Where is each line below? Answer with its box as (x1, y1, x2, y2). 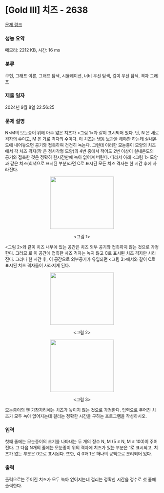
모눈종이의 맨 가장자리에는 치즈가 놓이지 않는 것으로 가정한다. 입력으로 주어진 (5, 407, 151, 413)
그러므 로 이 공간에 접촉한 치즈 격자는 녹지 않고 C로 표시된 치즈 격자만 (15, 250, 147, 256)
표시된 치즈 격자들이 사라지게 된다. (5, 263, 70, 269)
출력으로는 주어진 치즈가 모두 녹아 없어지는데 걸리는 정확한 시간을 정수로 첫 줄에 (5, 476, 156, 482)
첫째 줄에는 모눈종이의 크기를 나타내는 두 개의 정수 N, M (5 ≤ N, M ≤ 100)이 (5, 439, 149, 444)
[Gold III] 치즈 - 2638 (5, 4, 88, 16)
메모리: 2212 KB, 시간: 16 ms (5, 47, 61, 53)
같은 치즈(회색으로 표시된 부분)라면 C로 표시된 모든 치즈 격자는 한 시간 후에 (10, 160, 152, 167)
